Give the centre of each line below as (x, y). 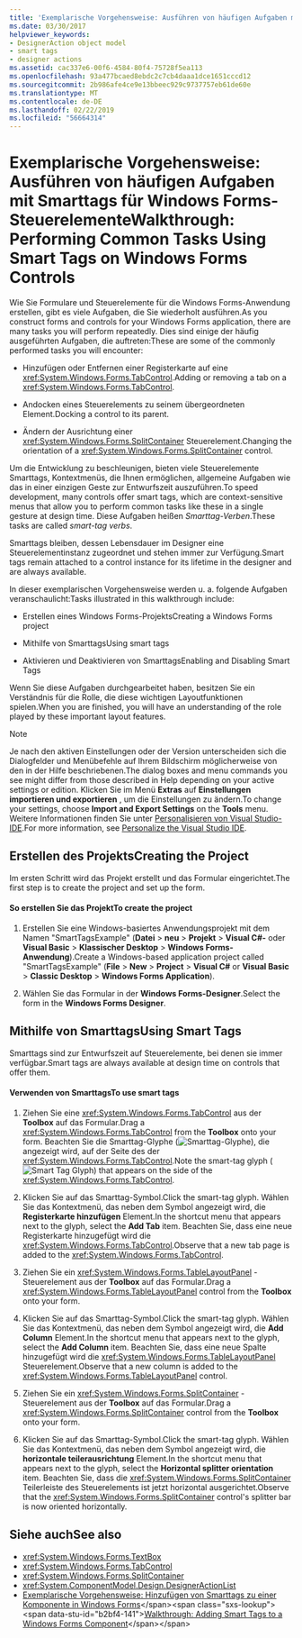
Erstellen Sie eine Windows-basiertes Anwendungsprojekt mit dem (146, 928)
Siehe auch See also (66, 1535)
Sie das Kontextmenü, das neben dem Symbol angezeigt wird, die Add (153, 1328)
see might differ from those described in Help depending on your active (142, 780)
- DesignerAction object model (68, 43)
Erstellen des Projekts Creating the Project (129, 856)
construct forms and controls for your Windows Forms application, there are (150, 322)
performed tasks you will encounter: (76, 350)
